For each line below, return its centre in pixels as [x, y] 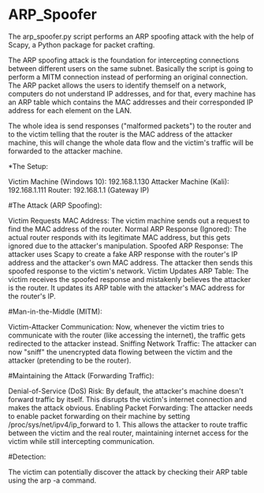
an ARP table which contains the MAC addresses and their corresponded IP [131, 102]
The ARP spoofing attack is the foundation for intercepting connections [124, 60]
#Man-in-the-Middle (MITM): [55, 311]
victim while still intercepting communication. [82, 441]
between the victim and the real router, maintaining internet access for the [128, 433]
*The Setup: [28, 166]
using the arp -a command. [52, 480]
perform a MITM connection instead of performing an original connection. [128, 77]
